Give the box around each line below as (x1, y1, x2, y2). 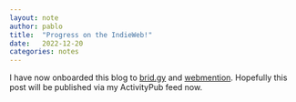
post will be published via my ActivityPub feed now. (9, 82, 203, 93)
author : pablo (9, 22, 64, 31)
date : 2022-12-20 (9, 38, 84, 48)
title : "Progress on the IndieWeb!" (9, 30, 153, 39)
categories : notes (9, 47, 79, 56)
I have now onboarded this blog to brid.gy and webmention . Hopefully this (9, 72, 288, 83)
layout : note (9, 13, 59, 23)
